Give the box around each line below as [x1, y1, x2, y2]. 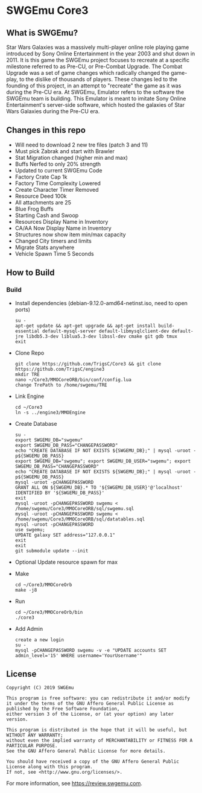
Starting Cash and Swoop [14, 212, 79, 219]
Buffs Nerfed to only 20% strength [14, 160, 101, 168]
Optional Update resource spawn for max [14, 558, 118, 566]
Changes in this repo [6, 125, 86, 136]
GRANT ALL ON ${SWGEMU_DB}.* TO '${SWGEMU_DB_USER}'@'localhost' [14, 484, 183, 490]
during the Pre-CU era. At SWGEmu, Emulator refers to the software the [6, 89, 185, 95]
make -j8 [14, 587, 37, 593]
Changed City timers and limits [14, 237, 92, 244]
